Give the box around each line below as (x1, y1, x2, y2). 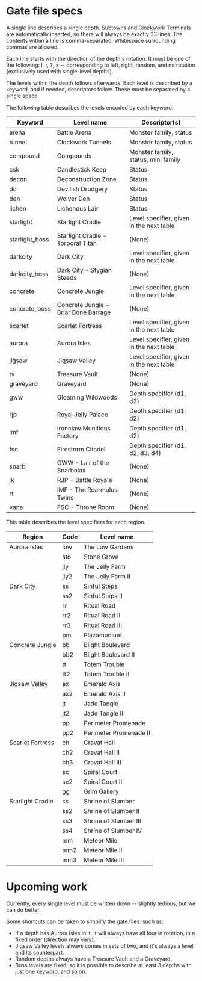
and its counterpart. (14, 949, 64, 956)
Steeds (57, 273, 77, 282)
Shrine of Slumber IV (84, 826, 142, 835)
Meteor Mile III (84, 856, 124, 864)
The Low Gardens (84, 543, 134, 551)
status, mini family (129, 155, 181, 164)
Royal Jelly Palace (57, 410, 108, 419)
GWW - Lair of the (57, 459, 109, 467)
